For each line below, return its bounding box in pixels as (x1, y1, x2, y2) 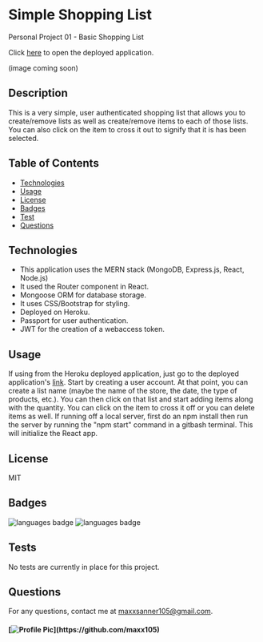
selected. (8, 133, 39, 143)
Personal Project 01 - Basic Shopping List (8, 32, 144, 42)
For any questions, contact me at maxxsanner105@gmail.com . (8, 607, 213, 616)
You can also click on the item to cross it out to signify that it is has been (8, 124, 246, 134)
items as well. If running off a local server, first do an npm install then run (8, 411, 249, 422)
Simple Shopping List (8, 6, 152, 24)
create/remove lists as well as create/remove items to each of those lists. (8, 116, 249, 126)
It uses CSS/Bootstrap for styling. (19, 299, 130, 309)
